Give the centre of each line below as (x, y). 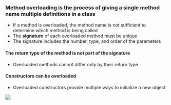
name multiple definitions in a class (50, 14)
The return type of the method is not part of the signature (68, 53)
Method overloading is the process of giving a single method (83, 8)
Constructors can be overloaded (41, 76)
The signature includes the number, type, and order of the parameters (87, 41)
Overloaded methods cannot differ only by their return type (75, 64)
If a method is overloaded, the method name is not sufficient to (79, 25)
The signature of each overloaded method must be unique (75, 36)
